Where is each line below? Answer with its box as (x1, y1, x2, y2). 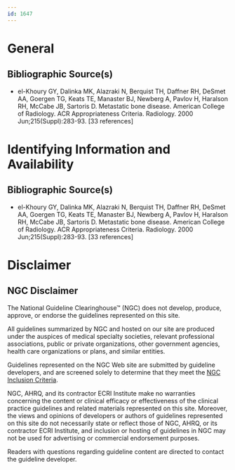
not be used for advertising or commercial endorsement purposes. (7, 434, 200, 442)
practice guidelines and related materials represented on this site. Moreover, (7, 404, 228, 412)
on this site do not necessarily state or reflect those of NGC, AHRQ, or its (7, 419, 217, 427)
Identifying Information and (7, 141, 170, 157)
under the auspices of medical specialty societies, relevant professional (7, 332, 215, 340)
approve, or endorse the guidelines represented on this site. (7, 311, 180, 319)
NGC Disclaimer (7, 285, 79, 297)
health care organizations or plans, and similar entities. (7, 347, 166, 355)
